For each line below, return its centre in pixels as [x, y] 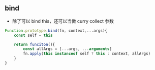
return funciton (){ [35, 44]
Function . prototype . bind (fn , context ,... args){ [56, 30]
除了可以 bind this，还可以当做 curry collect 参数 [63, 21]
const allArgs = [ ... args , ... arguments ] [68, 49]
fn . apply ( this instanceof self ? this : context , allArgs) [87, 54]
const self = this [33, 35]
